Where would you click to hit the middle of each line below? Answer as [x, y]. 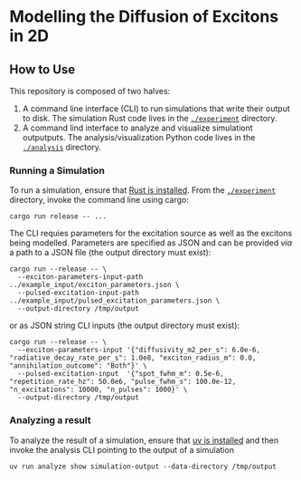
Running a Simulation [57, 170]
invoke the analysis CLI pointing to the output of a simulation [122, 449]
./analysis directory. [62, 147]
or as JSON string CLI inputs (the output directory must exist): [125, 326]
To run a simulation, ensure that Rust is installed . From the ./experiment [142, 190]
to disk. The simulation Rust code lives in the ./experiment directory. [150, 118]
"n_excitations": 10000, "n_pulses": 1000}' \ [99, 390]
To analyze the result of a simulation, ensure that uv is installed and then [144, 440]
